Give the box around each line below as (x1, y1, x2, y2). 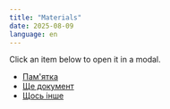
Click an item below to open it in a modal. (9, 54, 161, 65)
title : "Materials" (9, 13, 82, 22)
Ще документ (21, 81, 74, 92)
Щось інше (21, 90, 64, 101)
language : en (9, 29, 58, 38)
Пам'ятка (21, 71, 58, 82)
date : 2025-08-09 (9, 21, 74, 30)
